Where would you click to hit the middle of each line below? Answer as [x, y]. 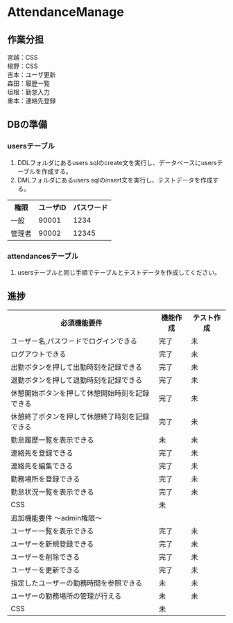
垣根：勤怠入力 [28, 92]
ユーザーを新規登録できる [52, 544]
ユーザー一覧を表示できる [52, 531]
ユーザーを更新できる [45, 570]
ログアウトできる [38, 354]
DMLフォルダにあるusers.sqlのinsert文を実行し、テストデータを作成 [115, 180]
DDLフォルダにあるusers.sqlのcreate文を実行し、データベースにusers [117, 162]
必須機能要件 [81, 323]
